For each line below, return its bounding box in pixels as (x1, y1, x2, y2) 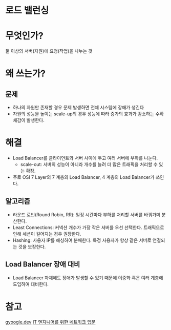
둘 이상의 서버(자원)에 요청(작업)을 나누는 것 (5, 48, 93, 54)
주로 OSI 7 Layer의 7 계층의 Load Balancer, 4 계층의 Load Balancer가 (12, 174, 155, 180)
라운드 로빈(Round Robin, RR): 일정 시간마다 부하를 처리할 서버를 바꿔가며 (12, 211, 161, 218)
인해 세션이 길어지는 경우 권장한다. (12, 231, 81, 237)
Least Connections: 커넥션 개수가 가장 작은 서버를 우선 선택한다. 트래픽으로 (12, 224, 164, 231)
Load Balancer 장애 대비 (5, 260, 80, 269)
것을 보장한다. (18, 243, 46, 250)
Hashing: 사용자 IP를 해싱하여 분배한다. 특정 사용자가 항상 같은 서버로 (12, 237, 152, 243)
